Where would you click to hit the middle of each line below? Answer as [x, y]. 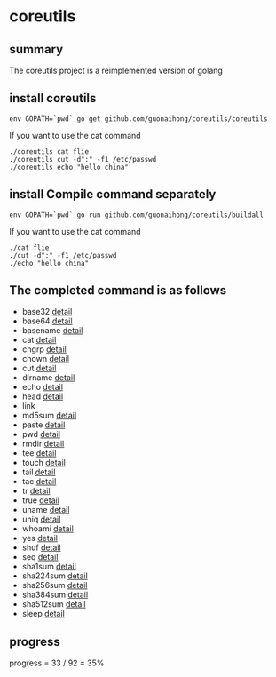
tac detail [39, 482]
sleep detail [43, 614]
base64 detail [47, 321]
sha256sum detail [55, 585]
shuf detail [41, 547]
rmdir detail [43, 444]
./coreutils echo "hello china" [69, 167]
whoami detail [47, 529]
